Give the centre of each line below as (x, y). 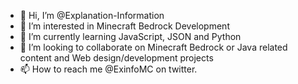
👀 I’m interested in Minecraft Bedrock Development (124, 26)
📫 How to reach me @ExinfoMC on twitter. (108, 69)
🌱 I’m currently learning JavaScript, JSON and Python (130, 36)
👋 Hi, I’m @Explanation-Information (92, 15)
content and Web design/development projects (116, 58)
